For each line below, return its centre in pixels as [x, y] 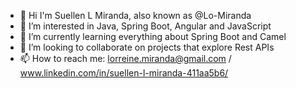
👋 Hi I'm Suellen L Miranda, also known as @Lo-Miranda [135, 15]
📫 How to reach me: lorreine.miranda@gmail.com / [125, 58]
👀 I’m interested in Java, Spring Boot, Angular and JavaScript [145, 26]
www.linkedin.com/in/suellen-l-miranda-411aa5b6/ [124, 73]
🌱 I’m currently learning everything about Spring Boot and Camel [153, 36]
